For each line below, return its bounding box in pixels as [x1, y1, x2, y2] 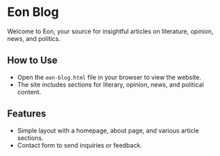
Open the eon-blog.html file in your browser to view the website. [17, 73, 202, 81]
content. [17, 87, 42, 96]
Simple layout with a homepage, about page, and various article [17, 126, 199, 135]
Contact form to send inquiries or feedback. [17, 141, 143, 149]
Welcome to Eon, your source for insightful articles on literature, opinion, [7, 27, 214, 35]
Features [7, 108, 46, 120]
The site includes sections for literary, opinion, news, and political [17, 80, 204, 89]
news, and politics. [7, 34, 61, 42]
